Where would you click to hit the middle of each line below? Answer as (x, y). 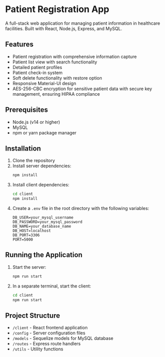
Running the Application (44, 255)
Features (19, 45)
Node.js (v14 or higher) (36, 122)
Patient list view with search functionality (55, 62)
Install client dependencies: (41, 185)
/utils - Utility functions (38, 349)
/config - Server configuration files (49, 333)
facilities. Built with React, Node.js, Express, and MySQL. (64, 28)
